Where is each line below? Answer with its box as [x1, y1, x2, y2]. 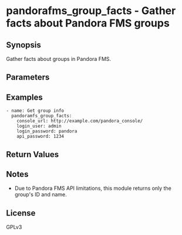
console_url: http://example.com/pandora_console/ [16, 118, 143, 124]
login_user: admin [16, 123, 62, 130]
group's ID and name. [14, 191, 68, 198]
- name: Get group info [6, 108, 65, 114]
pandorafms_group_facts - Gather [6, 4, 176, 18]
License [6, 208, 36, 218]
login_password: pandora [16, 128, 77, 134]
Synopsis [6, 40, 41, 50]
